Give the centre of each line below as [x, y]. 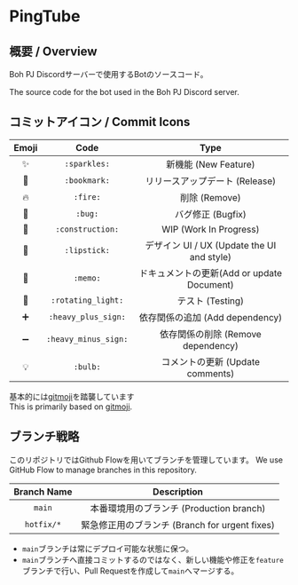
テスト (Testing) [211, 301]
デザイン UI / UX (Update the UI [211, 245]
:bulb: [87, 367]
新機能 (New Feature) [210, 164]
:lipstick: [87, 250]
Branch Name [43, 492]
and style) [211, 257]
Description [178, 492]
